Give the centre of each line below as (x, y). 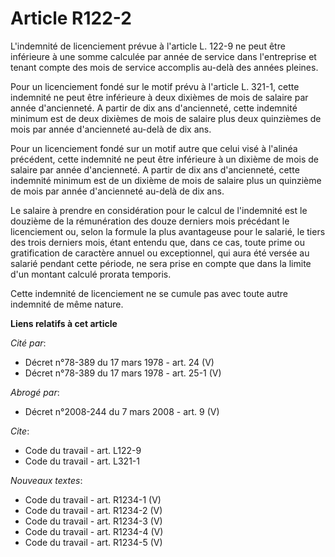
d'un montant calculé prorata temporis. (91, 274)
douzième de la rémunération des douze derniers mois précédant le (150, 221)
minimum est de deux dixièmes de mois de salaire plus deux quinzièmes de (166, 118)
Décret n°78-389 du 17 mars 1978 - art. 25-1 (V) (123, 373)
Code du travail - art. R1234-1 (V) (93, 499)
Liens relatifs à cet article (64, 323)
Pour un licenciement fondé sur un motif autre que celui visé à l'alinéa (154, 148)
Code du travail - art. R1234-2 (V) (93, 510)
